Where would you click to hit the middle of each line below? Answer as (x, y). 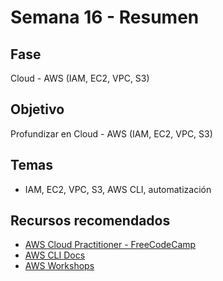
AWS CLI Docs (55, 255)
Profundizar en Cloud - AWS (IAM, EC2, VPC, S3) (111, 133)
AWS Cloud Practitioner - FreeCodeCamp (110, 245)
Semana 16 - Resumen (105, 17)
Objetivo (37, 109)
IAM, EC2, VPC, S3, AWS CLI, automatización (118, 189)
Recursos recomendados (90, 221)
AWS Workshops (59, 266)
